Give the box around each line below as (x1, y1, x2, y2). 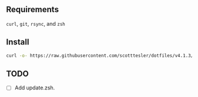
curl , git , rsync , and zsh (6, 20, 65, 27)
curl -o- (6, 53, 28, 58)
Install (6, 37, 29, 47)
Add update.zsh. (14, 84, 55, 91)
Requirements (6, 5, 59, 15)
